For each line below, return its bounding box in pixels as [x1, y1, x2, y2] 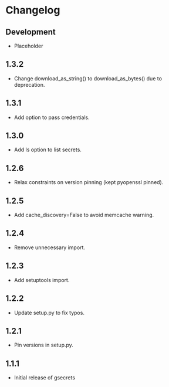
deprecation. [13, 81, 45, 88]
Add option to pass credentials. [13, 114, 90, 121]
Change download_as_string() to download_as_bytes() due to [13, 74, 163, 82]
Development [5, 27, 56, 37]
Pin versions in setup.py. [13, 341, 74, 349]
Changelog [5, 4, 60, 17]
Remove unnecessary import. [13, 244, 86, 251]
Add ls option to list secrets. [13, 146, 82, 153]
